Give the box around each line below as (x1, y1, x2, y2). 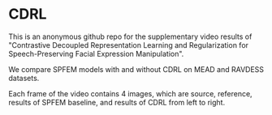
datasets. (8, 73, 40, 83)
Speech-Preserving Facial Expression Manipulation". (8, 49, 184, 58)
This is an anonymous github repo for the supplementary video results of (8, 32, 253, 41)
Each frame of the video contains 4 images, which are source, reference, (8, 88, 253, 98)
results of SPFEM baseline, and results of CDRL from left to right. (8, 97, 226, 107)
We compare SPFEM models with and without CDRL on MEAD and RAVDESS (8, 64, 265, 74)
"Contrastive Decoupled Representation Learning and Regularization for (8, 40, 249, 49)
